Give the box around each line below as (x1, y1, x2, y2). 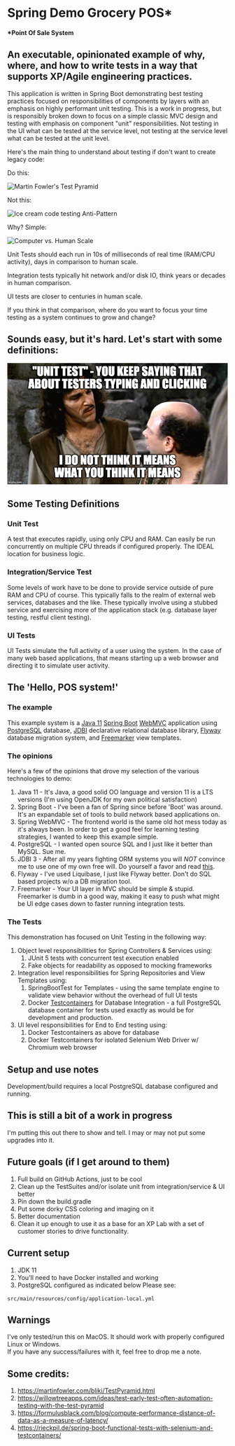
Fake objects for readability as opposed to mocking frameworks (27, 961, 212, 970)
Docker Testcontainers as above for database (27, 1028, 159, 1037)
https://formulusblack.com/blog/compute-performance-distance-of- (17, 1409, 215, 1417)
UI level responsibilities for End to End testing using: (17, 1021, 168, 1029)
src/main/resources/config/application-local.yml (7, 1295, 155, 1302)
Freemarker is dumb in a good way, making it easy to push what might (17, 892, 220, 900)
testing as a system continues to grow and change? (7, 313, 156, 322)
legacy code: (7, 155, 45, 163)
